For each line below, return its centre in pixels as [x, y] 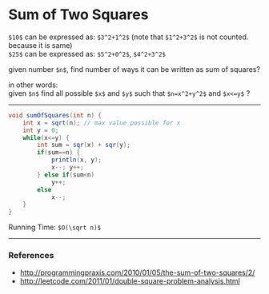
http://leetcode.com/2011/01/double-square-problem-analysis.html [130, 281]
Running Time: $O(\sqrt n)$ [55, 227]
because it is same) [40, 45]
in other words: [33, 85]
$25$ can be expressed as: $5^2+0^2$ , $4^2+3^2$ [87, 54]
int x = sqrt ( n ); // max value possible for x [102, 123]
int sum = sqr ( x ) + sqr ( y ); [84, 145]
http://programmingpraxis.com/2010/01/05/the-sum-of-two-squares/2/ [137, 272]
